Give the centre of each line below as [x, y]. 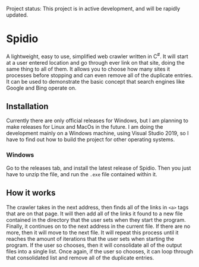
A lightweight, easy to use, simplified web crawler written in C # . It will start [97, 56]
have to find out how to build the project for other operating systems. [91, 139]
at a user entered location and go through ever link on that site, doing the [96, 62]
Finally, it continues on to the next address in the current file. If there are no [98, 226]
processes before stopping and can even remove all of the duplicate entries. [99, 75]
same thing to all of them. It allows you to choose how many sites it [88, 69]
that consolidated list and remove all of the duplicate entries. [80, 258]
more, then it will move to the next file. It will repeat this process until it [92, 232]
